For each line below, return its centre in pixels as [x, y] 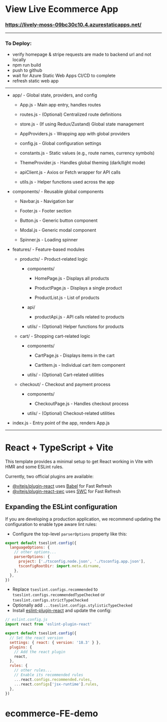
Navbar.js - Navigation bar [47, 201]
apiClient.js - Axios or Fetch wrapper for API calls [70, 172]
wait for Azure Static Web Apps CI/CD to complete [64, 75]
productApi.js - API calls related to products [79, 316]
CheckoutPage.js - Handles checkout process [82, 404]
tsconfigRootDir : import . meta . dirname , [59, 566]
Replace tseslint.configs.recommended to [55, 589]
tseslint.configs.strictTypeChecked [50, 601]
